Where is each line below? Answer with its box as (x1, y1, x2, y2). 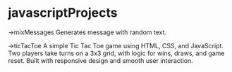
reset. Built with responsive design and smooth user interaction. (8, 56, 193, 64)
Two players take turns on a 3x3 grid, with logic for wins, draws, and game (8, 49, 225, 57)
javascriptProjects (8, 5, 118, 21)
